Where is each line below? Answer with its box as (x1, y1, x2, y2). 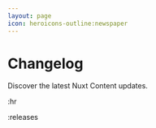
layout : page (7, 11, 52, 20)
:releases (7, 113, 38, 122)
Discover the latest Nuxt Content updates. (7, 81, 148, 91)
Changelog (7, 54, 84, 73)
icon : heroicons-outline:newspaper (7, 19, 128, 28)
